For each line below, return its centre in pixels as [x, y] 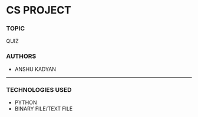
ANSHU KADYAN [35, 69]
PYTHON [26, 102]
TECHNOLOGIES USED [39, 90]
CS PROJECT [39, 10]
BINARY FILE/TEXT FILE [44, 109]
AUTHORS [21, 56]
